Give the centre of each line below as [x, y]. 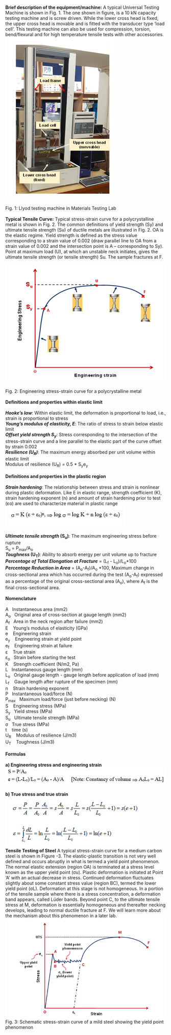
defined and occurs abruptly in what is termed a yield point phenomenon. [82, 861]
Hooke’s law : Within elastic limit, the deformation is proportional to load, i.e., [86, 413]
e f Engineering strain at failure [39, 646]
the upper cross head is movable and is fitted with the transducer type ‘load [85, 23]
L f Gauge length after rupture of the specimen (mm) [62, 682]
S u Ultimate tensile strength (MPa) [42, 718]
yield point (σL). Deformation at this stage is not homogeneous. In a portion [84, 888]
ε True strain [20, 652]
